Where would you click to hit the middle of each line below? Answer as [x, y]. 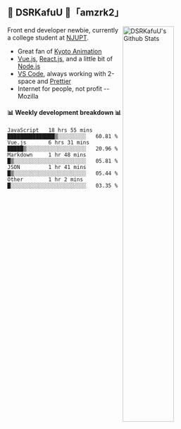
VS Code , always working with [62, 73]
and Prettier [54, 81]
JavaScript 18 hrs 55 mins [50, 130]
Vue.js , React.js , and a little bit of [65, 58]
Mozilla [28, 96]
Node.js [29, 66]
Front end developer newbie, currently [63, 30]
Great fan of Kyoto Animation [60, 51]
